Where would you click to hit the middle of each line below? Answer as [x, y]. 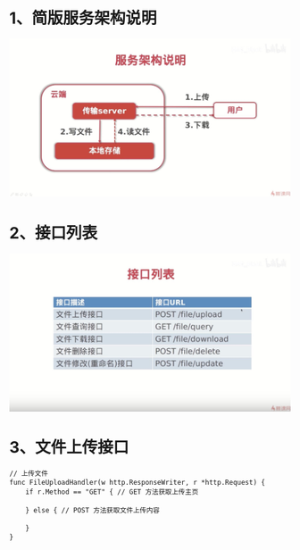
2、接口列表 [54, 233]
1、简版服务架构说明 [83, 18]
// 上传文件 [29, 473]
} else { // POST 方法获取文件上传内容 [93, 510]
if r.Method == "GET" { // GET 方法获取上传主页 [112, 492]
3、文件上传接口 [69, 448]
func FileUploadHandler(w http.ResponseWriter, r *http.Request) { [137, 482]
